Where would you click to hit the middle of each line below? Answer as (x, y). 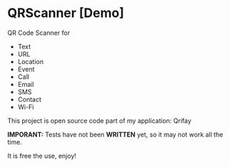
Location (31, 61)
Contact (29, 99)
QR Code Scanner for (39, 33)
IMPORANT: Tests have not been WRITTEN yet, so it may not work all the (115, 134)
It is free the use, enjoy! (42, 156)
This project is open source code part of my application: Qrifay (99, 120)
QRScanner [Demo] (66, 13)
